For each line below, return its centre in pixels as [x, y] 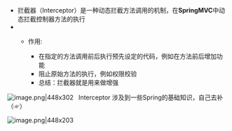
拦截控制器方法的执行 [54, 19]
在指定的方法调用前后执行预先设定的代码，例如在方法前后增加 [128, 56]
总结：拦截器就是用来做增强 [79, 82]
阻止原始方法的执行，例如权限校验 [88, 74]
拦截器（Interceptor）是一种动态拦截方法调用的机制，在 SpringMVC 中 [118, 10]
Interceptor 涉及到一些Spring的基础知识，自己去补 [151, 97]
